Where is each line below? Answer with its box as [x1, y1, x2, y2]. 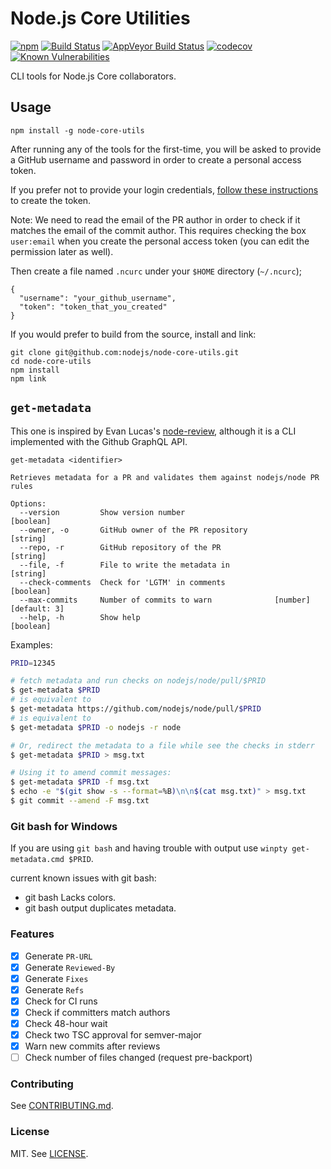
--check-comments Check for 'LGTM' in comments [19, 577, 226, 587]
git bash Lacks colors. [24, 892, 117, 904]
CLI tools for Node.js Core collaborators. [10, 70, 177, 82]
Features [10, 927, 55, 941]
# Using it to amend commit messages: [10, 768, 172, 778]
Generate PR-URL [24, 950, 93, 962]
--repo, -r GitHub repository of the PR [19, 542, 222, 552]
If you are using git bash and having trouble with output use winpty [10, 842, 288, 854]
